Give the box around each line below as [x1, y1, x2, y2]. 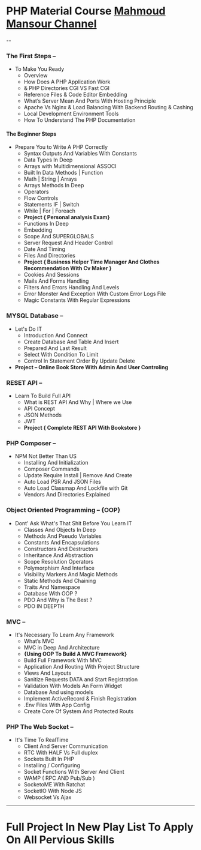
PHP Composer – [6, 439, 56, 447]
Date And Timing [23, 246, 66, 253]
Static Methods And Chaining [23, 577, 96, 584]
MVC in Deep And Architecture [23, 644, 100, 651]
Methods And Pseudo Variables [23, 532, 102, 540]
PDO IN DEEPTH [23, 602, 65, 610]
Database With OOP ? [23, 589, 78, 597]
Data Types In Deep [23, 156, 73, 163]
